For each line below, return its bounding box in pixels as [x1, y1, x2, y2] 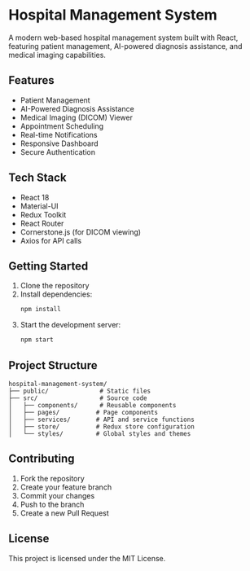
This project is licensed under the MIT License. [8, 553, 166, 563]
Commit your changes [20, 490, 95, 500]
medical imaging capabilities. [8, 50, 106, 59]
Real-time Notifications [20, 130, 98, 139]
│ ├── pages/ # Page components [8, 408, 159, 416]
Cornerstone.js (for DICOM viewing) [20, 226, 141, 237]
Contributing [8, 452, 75, 466]
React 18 [20, 192, 50, 202]
